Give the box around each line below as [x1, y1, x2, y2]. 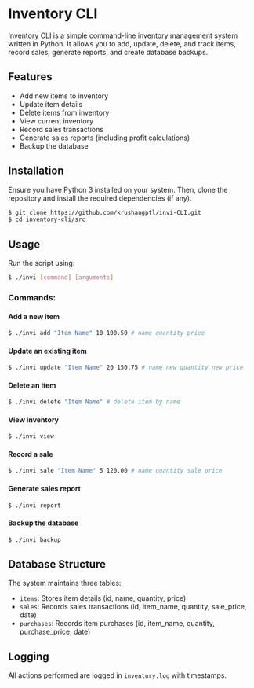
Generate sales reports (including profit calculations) [19, 133, 190, 142]
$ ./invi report [8, 501, 61, 510]
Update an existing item [8, 346, 88, 355]
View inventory [8, 414, 60, 425]
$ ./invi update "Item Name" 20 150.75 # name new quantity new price [8, 363, 244, 372]
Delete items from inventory [19, 108, 110, 117]
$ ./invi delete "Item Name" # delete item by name [8, 398, 180, 406]
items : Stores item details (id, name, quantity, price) [19, 594, 187, 603]
